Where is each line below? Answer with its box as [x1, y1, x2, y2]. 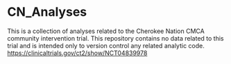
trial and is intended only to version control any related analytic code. [7, 41, 205, 50]
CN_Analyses [7, 4, 87, 20]
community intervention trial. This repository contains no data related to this [7, 34, 224, 42]
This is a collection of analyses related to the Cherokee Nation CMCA [7, 27, 205, 35]
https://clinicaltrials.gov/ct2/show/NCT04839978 [7, 49, 148, 57]
